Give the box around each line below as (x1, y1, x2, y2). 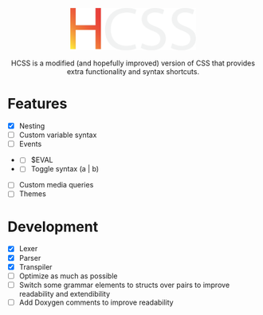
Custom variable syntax (18, 130, 97, 140)
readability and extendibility (18, 289, 111, 298)
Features (7, 95, 68, 113)
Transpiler (18, 262, 53, 271)
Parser (18, 253, 41, 262)
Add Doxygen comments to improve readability (18, 297, 174, 307)
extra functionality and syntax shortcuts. (66, 67, 200, 77)
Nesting (18, 121, 45, 131)
